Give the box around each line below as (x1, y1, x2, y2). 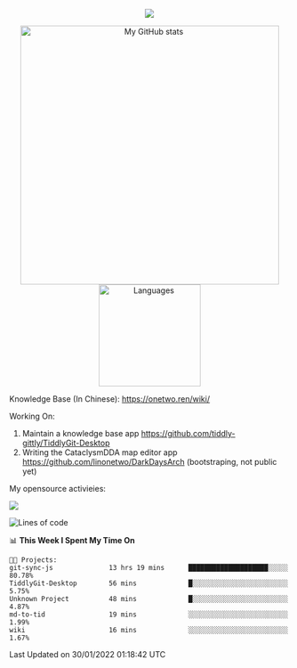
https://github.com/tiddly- (140, 428, 236, 438)
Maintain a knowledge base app (21, 428, 140, 438)
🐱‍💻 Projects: (9, 556, 58, 565)
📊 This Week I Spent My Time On (9, 535, 135, 545)
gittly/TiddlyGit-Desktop (21, 437, 110, 448)
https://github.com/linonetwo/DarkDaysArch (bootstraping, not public (21, 457, 277, 467)
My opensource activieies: (9, 484, 107, 493)
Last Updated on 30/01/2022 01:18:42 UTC (9, 649, 166, 659)
